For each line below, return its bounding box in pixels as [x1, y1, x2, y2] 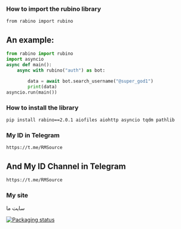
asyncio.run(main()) [6, 89, 58, 95]
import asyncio [6, 56, 44, 62]
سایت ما [6, 205, 25, 212]
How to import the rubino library [6, 5, 102, 13]
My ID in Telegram [6, 131, 60, 140]
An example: [6, 35, 54, 45]
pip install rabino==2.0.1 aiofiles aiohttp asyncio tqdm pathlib [6, 117, 175, 123]
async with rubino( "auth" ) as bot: [17, 67, 106, 73]
